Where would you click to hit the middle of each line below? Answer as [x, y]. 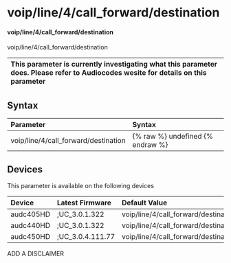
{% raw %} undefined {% [173, 137]
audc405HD [30, 214]
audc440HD [30, 226]
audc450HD [30, 237]
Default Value [144, 203]
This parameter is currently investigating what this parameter [114, 65]
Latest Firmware [84, 203]
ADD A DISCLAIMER [35, 254]
